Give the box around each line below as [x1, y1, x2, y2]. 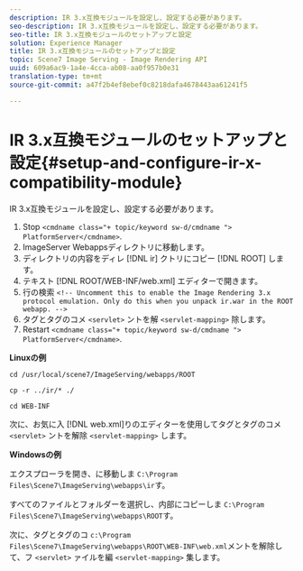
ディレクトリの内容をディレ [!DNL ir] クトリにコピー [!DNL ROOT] [22, 253, 266, 263]
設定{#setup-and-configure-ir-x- [9, 152, 262, 172]
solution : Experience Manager [9, 38, 124, 48]
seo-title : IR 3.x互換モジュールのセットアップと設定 [9, 30, 192, 39]
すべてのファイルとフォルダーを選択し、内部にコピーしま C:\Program [9, 498, 264, 510]
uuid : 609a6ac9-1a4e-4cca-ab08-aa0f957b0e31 [9, 64, 179, 73]
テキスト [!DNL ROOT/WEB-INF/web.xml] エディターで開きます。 [22, 275, 263, 286]
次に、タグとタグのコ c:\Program [9, 529, 132, 539]
